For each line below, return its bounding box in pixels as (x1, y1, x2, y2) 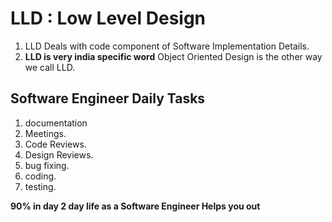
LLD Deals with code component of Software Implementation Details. (24, 40, 310, 52)
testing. (24, 180, 57, 192)
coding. (24, 170, 57, 182)
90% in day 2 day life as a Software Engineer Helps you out (10, 200, 261, 212)
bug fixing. (24, 159, 70, 171)
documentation (24, 117, 88, 129)
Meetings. (24, 127, 67, 139)
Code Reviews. (24, 138, 87, 150)
